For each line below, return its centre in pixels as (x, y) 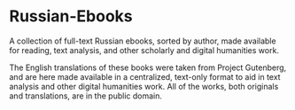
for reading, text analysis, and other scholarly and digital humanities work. (144, 50)
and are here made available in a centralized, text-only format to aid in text (145, 76)
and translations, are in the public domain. (85, 96)
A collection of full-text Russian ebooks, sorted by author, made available (143, 41)
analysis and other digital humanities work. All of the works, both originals (144, 86)
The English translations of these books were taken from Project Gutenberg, (148, 67)
